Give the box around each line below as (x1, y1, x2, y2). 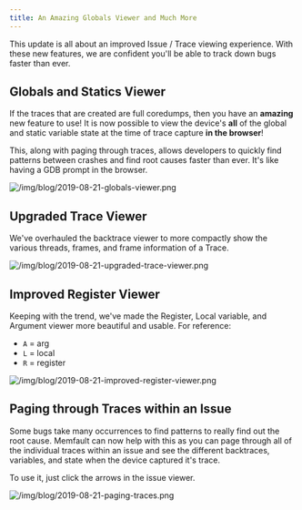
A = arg (22, 338, 50, 349)
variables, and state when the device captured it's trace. (9, 454, 221, 465)
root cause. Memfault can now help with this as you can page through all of (9, 434, 293, 446)
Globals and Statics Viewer (9, 84, 166, 100)
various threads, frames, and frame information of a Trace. (9, 242, 229, 253)
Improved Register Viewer (9, 286, 161, 301)
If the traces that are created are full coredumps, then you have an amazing (9, 108, 294, 119)
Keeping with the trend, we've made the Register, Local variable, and (9, 311, 267, 321)
